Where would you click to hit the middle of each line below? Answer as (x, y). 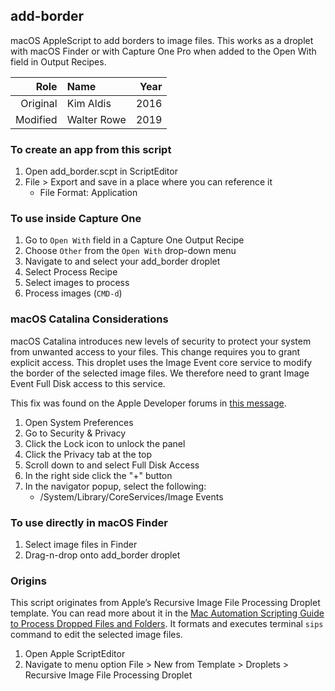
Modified (36, 119)
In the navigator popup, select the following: (115, 486)
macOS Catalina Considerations (89, 319)
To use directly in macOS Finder (89, 522)
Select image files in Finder (81, 544)
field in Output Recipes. (58, 61)
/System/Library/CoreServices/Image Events (131, 496)
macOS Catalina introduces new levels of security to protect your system (161, 341)
